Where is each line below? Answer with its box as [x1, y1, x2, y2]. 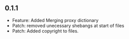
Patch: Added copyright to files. [12, 27, 79, 34]
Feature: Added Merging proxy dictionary [12, 17, 99, 23]
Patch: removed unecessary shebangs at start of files [12, 22, 124, 28]
